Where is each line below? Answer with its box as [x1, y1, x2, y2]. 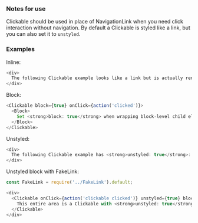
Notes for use [6, 5, 46, 13]
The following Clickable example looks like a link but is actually [11, 75, 183, 81]
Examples [6, 45, 35, 53]
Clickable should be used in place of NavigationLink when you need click [6, 18, 184, 25]
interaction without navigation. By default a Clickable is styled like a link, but [6, 24, 190, 31]
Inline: [6, 58, 21, 66]
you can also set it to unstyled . [6, 31, 81, 38]
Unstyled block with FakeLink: [6, 168, 80, 175]
